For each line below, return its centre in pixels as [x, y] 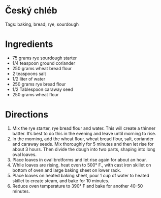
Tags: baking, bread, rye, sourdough [42, 24]
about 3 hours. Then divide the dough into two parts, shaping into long [84, 149]
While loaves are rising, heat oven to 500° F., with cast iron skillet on [81, 165]
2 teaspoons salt [29, 74]
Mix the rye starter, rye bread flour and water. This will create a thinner [84, 128]
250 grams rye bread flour [39, 84]
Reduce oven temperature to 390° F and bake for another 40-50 [78, 186]
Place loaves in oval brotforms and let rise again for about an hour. [80, 159]
